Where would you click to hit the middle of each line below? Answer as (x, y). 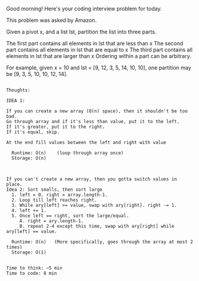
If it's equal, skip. (33, 132)
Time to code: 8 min (32, 273)
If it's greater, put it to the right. (56, 127)
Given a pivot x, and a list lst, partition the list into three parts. (81, 32)
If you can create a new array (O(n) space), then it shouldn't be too (97, 111)
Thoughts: (18, 90)
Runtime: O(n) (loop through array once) (68, 153)
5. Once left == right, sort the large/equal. (70, 216)
